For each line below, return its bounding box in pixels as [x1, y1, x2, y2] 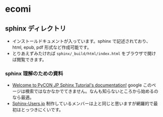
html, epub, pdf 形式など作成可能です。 [12, 44, 92, 50]
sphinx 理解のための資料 [5, 70, 63, 77]
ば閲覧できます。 [12, 57, 47, 62]
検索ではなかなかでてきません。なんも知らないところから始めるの [25, 88, 159, 94]
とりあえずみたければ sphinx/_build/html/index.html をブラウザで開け [12, 51, 156, 56]
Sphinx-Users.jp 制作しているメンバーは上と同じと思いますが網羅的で [12, 101, 154, 107]
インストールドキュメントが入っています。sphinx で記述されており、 [12, 38, 151, 44]
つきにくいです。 [29, 107, 64, 113]
